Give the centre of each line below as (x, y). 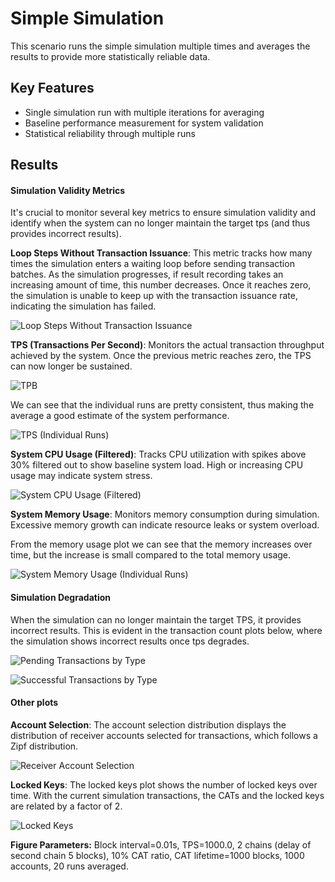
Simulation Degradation (61, 597)
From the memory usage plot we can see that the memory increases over (161, 544)
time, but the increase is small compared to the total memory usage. (151, 555)
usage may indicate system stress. (81, 476)
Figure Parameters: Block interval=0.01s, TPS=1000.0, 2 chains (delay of (161, 844)
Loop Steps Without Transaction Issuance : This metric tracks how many (161, 253)
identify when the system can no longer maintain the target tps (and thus (160, 223)
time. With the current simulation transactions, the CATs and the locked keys (167, 795)
